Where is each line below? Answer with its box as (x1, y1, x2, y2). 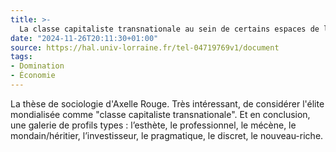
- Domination (10, 61, 65, 71)
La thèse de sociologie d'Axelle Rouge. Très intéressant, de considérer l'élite (10, 97, 325, 110)
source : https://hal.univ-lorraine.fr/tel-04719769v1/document (10, 42, 280, 53)
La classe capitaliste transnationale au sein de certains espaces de (19, 24, 320, 34)
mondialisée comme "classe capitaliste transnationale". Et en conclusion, (10, 108, 311, 120)
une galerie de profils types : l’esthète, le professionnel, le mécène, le (10, 119, 297, 131)
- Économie (10, 71, 56, 81)
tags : (10, 52, 33, 62)
